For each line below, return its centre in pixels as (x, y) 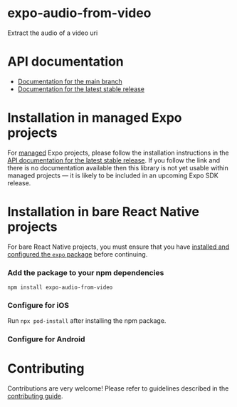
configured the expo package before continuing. (78, 254)
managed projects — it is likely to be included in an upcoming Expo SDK (113, 175)
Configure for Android (46, 339)
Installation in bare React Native (104, 212)
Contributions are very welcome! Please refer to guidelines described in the (118, 388)
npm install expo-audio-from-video (60, 288)
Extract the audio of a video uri (53, 33)
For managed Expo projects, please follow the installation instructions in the (118, 153)
